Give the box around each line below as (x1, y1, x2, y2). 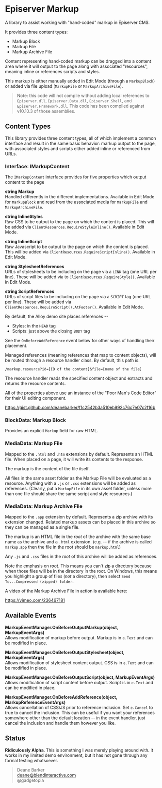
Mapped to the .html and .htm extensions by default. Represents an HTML (5, 451, 154, 457)
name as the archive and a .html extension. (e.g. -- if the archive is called (5, 538, 152, 544)
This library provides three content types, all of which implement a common (5, 135, 156, 141)
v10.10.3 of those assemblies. (16, 108, 76, 114)
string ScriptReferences (5, 288, 55, 294)
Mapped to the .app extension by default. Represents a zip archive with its (5, 514, 153, 519)
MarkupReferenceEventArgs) (5, 699, 66, 705)
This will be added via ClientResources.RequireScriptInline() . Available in (5, 249, 155, 255)
